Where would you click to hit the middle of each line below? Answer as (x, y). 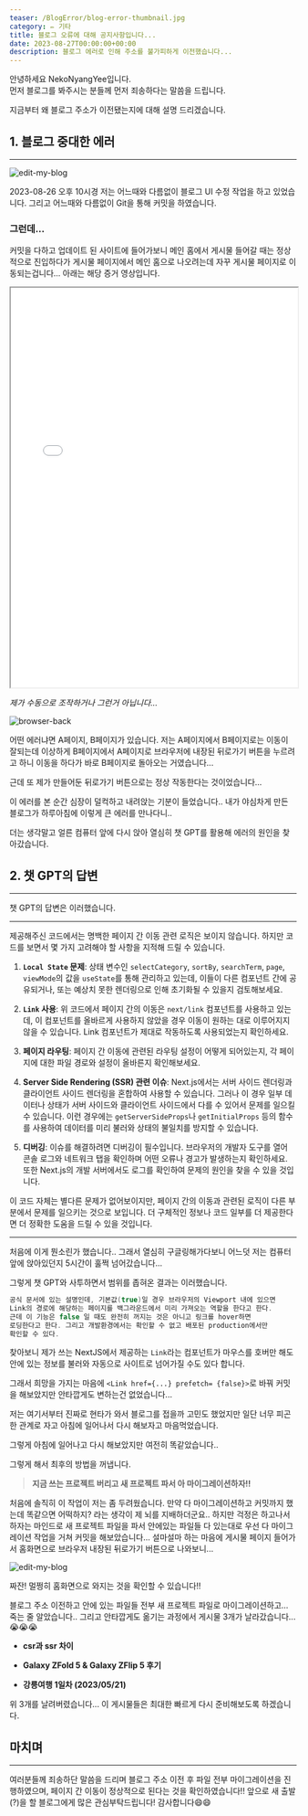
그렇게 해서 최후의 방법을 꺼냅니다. (70, 1464)
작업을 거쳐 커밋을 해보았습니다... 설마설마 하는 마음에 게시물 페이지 (152, 1537)
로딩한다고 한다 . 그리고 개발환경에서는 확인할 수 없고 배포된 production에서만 (139, 1325)
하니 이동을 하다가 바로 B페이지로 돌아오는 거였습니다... (116, 763)
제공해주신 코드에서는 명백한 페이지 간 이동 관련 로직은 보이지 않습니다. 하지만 (147, 936)
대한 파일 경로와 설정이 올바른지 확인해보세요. (120, 1063)
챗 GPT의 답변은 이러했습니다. (62, 908)
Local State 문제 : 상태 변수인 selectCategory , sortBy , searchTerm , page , (154, 967)
